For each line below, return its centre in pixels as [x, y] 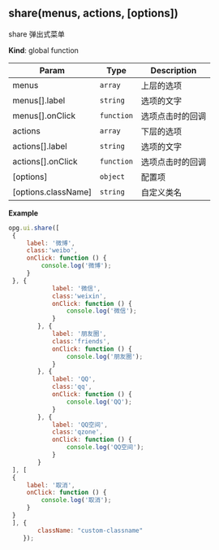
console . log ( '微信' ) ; [101, 311]
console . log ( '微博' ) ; [76, 266]
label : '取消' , [51, 485]
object [113, 177]
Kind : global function [44, 50]
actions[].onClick [45, 161]
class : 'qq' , [72, 387]
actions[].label [40, 146]
